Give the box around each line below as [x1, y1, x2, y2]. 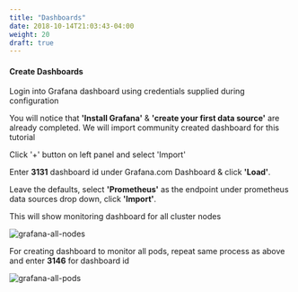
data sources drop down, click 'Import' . [9, 194, 157, 205]
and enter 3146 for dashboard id [9, 255, 130, 266]
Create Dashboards [9, 66, 83, 76]
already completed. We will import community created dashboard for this [9, 122, 280, 133]
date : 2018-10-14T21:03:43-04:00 [9, 22, 135, 31]
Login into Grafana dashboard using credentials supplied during [9, 86, 245, 97]
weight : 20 [9, 30, 50, 39]
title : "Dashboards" [9, 13, 87, 22]
